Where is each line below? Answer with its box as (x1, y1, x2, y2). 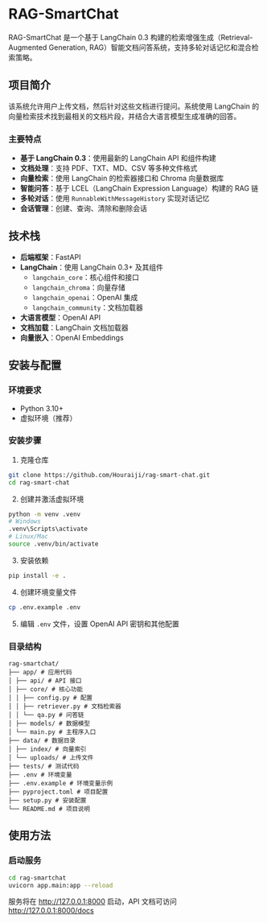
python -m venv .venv (8, 510, 81, 518)
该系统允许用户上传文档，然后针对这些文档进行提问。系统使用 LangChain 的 (8, 101, 260, 111)
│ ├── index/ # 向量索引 (8, 745, 87, 753)
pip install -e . (8, 571, 67, 579)
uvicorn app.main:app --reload (8, 881, 113, 889)
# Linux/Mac (8, 533, 48, 541)
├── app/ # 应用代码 (8, 669, 72, 677)
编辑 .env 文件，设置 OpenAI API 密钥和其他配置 (19, 619, 179, 628)
